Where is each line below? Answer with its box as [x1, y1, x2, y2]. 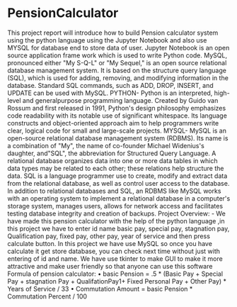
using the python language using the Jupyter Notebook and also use [7, 35, 207, 44]
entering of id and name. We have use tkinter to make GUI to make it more [7, 254, 223, 263]
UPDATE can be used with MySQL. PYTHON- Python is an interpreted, [7, 89, 213, 97]
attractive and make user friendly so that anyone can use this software [7, 262, 213, 270]
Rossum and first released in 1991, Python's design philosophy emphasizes [7, 104, 226, 112]
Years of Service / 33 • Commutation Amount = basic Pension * [7, 284, 193, 293]
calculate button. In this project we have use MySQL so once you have [7, 239, 212, 247]
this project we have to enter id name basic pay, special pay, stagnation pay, [7, 224, 230, 233]
